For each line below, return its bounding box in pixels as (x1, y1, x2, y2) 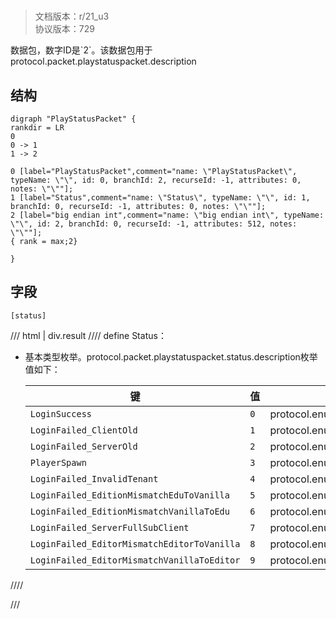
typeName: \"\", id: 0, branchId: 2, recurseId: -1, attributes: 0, (10, 175, 302, 185)
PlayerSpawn (29, 457, 87, 468)
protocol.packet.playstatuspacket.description (10, 55, 197, 68)
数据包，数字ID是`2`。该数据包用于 (10, 44, 153, 56)
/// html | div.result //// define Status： (10, 329, 167, 341)
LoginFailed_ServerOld (29, 440, 138, 452)
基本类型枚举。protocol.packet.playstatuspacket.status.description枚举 (24, 350, 318, 363)
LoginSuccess (29, 408, 93, 419)
